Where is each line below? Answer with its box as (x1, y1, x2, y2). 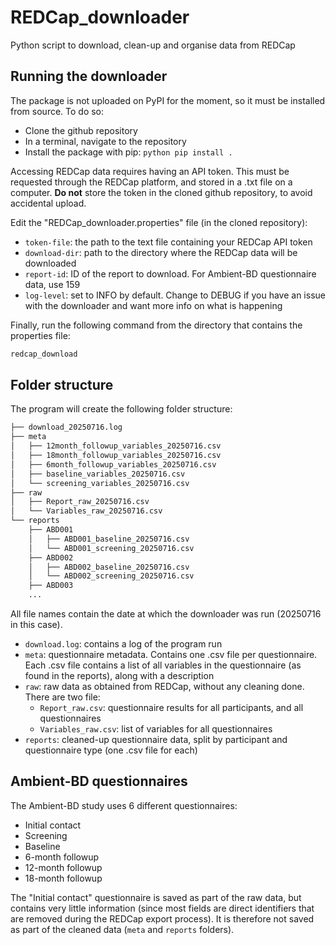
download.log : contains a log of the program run (24, 638, 223, 650)
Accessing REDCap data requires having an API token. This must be (10, 165, 290, 177)
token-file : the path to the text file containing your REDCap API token (24, 236, 313, 248)
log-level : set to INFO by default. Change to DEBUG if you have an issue (24, 289, 326, 301)
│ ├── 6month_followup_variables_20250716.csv (10, 459, 217, 470)
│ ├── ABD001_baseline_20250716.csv (28, 534, 190, 544)
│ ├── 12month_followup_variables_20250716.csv (10, 441, 222, 451)
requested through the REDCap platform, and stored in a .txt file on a (10, 176, 293, 188)
